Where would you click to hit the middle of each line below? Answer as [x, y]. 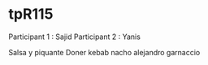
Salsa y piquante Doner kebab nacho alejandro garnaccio [104, 52]
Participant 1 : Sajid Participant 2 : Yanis [74, 37]
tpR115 [31, 14]
